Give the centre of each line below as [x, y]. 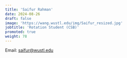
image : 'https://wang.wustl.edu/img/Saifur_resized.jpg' [64, 23]
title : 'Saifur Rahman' [29, 9]
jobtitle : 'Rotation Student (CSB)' [42, 28]
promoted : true [20, 32]
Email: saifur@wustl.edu [29, 50]
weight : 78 [16, 37]
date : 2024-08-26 [23, 14]
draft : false [18, 18]
